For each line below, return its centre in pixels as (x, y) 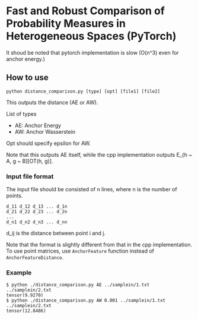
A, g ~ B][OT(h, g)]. (30, 161)
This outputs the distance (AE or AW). (52, 102)
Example (19, 273)
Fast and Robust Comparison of (85, 11)
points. (15, 196)
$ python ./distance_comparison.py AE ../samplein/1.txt (78, 285)
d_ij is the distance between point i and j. (56, 233)
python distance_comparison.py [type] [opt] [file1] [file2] (83, 91)
